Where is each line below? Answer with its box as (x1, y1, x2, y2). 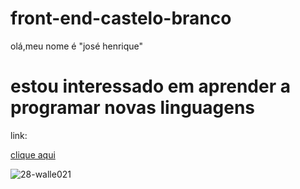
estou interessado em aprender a (10, 75, 291, 98)
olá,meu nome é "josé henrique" (10, 40, 144, 52)
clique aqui (10, 148, 56, 161)
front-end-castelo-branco (10, 7, 232, 30)
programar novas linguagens (10, 97, 256, 119)
